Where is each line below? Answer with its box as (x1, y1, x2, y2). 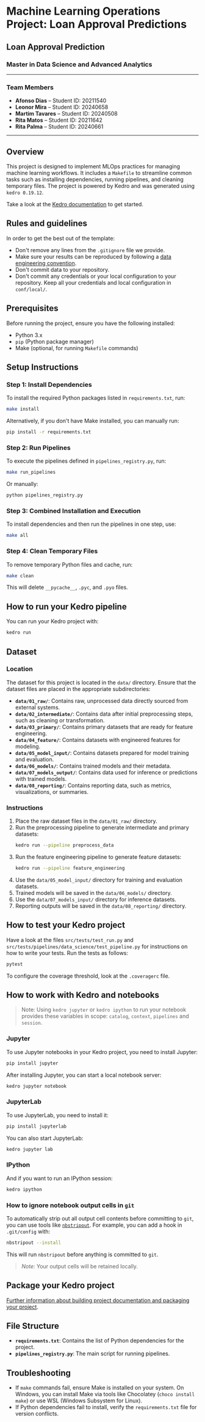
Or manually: (6, 481, 38, 488)
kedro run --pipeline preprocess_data (15, 842, 114, 848)
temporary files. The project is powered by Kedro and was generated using (6, 182, 195, 189)
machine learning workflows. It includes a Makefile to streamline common (6, 169, 192, 176)
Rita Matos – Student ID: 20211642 (15, 116, 103, 124)
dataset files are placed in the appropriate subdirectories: (6, 685, 151, 692)
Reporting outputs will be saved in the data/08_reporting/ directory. (15, 902, 187, 910)
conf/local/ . (15, 285, 48, 293)
